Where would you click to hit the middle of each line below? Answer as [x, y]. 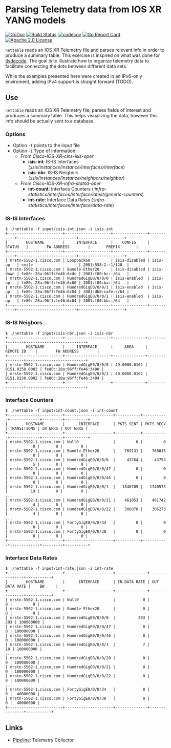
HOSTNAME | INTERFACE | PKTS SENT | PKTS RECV [96, 424]
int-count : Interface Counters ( [61, 189]
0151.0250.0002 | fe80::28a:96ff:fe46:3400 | [55, 369]
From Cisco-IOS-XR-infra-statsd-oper [60, 183]
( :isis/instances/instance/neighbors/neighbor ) [76, 178]
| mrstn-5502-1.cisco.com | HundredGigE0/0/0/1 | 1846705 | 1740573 [86, 487]
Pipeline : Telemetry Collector [43, 740]
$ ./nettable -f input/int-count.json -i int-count [61, 410]
